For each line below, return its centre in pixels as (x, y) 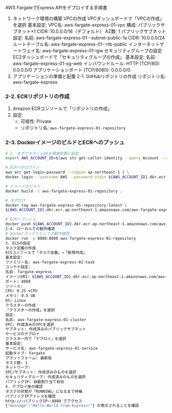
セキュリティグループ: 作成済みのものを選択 (46, 377)
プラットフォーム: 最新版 (29, 358)
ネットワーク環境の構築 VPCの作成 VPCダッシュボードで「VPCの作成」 (89, 19)
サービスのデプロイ (23, 334)
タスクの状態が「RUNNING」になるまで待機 (44, 391)
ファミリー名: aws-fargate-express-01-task (50, 262)
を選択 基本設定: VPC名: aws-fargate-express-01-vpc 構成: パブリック (87, 25)
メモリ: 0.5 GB (20, 296)
